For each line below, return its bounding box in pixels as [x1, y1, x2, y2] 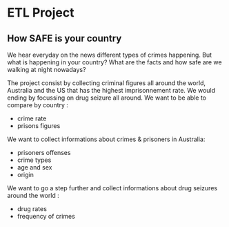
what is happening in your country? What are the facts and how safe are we [7, 58, 222, 66]
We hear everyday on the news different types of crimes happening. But [7, 51, 212, 59]
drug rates [17, 205, 47, 212]
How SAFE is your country [7, 33, 122, 44]
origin [17, 171, 34, 179]
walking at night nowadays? [7, 66, 86, 73]
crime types [17, 156, 52, 164]
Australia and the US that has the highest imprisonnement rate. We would [7, 87, 216, 94]
